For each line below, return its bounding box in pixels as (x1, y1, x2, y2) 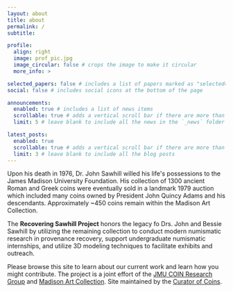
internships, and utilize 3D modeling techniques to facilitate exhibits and (7, 242, 213, 250)
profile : (7, 42, 33, 49)
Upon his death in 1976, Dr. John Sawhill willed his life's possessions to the (7, 169, 221, 178)
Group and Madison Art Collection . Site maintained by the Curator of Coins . (7, 277, 223, 286)
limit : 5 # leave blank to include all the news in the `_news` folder (13, 119, 225, 126)
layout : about (7, 10, 49, 17)
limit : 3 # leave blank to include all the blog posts (13, 151, 175, 157)
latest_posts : (7, 131, 49, 138)
